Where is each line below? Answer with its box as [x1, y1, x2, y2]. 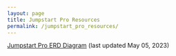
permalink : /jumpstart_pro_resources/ [7, 23, 119, 29]
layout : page [7, 10, 45, 17]
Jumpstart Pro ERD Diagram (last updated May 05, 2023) [7, 42, 170, 50]
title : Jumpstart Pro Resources [7, 16, 100, 23]
